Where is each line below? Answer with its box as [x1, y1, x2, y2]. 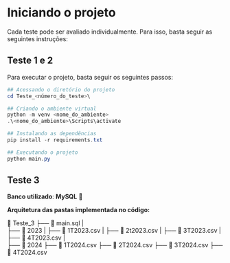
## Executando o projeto [7, 149, 78, 156]
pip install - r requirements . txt [7, 137, 103, 144]
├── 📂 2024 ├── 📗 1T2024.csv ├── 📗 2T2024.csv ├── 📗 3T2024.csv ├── [7, 241, 223, 249]
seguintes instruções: [7, 34, 69, 43]
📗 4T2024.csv [7, 249, 47, 257]
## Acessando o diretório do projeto [7, 86, 115, 93]
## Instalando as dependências [7, 130, 97, 137]
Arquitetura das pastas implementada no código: [7, 206, 150, 214]
